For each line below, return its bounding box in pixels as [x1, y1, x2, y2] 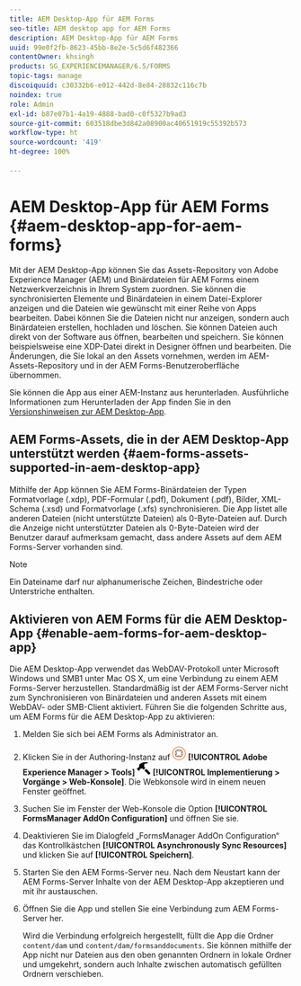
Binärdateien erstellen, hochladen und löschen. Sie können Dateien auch [9, 322, 279, 333]
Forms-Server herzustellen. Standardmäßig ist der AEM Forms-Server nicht [9, 683, 289, 694]
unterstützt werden [9, 446, 120, 462]
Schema [9, 503, 40, 514]
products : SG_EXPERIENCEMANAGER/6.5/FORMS [9, 62, 171, 71]
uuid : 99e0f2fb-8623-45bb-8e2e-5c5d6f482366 [9, 43, 179, 52]
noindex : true [9, 90, 63, 99]
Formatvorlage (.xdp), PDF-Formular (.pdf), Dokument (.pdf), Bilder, [9, 493, 260, 504]
